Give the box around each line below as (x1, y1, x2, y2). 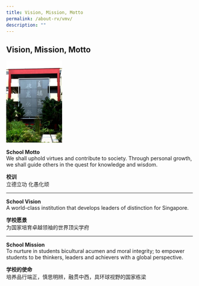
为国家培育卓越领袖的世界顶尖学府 (6, 224, 89, 231)
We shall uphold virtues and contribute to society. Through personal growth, (6, 155, 192, 162)
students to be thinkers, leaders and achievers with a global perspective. (6, 254, 184, 261)
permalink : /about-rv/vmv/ (6, 15, 73, 22)
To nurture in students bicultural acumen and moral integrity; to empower (6, 248, 185, 255)
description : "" (6, 22, 46, 28)
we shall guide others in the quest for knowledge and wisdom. (6, 161, 158, 168)
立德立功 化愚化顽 (6, 181, 49, 188)
